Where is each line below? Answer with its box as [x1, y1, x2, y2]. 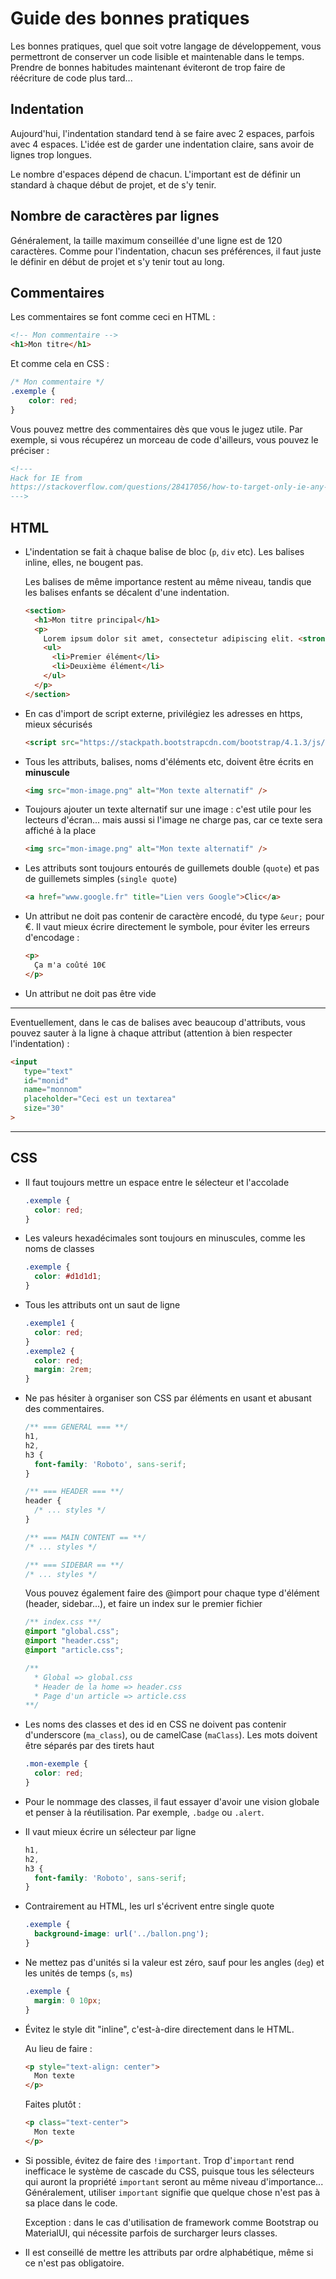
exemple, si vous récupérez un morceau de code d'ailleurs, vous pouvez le [10, 433, 319, 446]
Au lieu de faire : [24, 2042, 93, 2054]
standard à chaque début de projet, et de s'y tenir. [10, 178, 217, 191]
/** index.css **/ [24, 1617, 102, 1627]
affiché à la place [24, 825, 97, 837]
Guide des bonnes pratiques [10, 7, 250, 30]
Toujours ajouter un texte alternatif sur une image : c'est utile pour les [24, 803, 312, 816]
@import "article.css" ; [24, 1645, 125, 1655]
